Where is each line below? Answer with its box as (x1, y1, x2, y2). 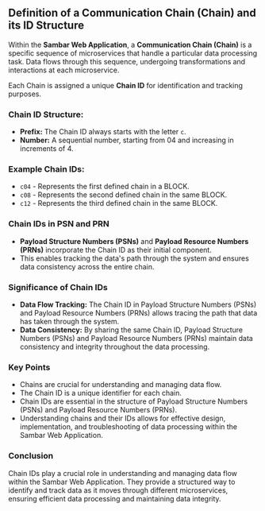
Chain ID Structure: (8, 109, 84, 120)
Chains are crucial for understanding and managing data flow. (19, 380, 222, 389)
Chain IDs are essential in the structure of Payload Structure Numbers (19, 397, 248, 406)
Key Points (8, 362, 51, 373)
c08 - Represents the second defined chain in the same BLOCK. (19, 190, 228, 199)
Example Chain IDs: (8, 164, 85, 175)
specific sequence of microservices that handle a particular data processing (8, 48, 258, 58)
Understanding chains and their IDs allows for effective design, (19, 413, 226, 424)
